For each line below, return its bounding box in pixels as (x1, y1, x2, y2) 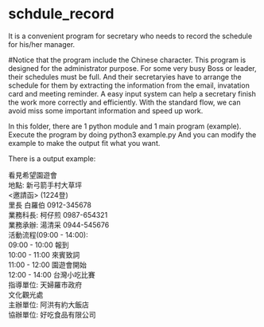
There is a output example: (8, 153, 96, 163)
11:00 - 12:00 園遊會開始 (8, 260, 87, 270)
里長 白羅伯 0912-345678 (8, 200, 91, 210)
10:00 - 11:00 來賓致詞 (8, 250, 80, 259)
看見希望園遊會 (8, 170, 57, 179)
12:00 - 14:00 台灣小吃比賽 (8, 270, 95, 279)
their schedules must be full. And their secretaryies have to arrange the (8, 72, 242, 81)
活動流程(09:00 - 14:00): (8, 230, 89, 239)
